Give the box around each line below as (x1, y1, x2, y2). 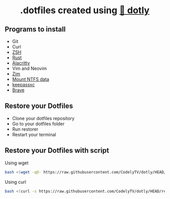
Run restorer (12, 126, 39, 132)
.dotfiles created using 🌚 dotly (20, 5, 150, 16)
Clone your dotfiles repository (12, 115, 75, 121)
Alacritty (12, 60, 30, 66)
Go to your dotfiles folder (12, 121, 65, 127)
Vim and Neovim (12, 66, 47, 71)
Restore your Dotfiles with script (5, 146, 110, 155)
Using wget (5, 160, 29, 166)
